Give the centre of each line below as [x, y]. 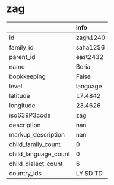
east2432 [90, 57]
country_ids [25, 173]
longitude [22, 105]
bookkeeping [27, 76]
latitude [20, 95]
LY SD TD [89, 173]
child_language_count [39, 154]
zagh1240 [91, 38]
